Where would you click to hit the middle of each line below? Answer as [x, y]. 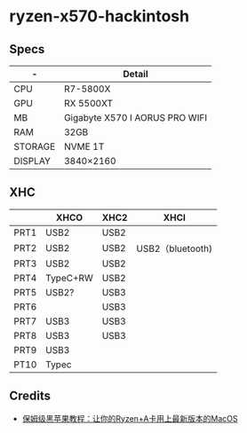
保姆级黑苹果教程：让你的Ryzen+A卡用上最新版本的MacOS [130, 418]
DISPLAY [32, 161]
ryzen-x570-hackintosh [99, 16]
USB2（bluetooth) [175, 248]
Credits [30, 396]
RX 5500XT [88, 103]
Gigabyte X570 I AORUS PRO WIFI [135, 118]
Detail [135, 74]
